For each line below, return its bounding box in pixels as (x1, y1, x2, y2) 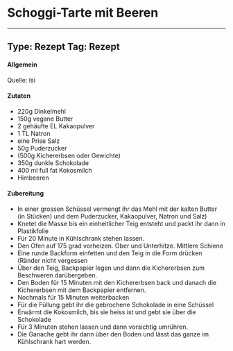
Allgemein (7, 60, 37, 69)
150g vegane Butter (17, 114, 74, 123)
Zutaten (7, 92, 31, 100)
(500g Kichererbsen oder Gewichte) (17, 151, 121, 160)
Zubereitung (7, 189, 44, 198)
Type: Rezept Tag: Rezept (7, 41, 120, 53)
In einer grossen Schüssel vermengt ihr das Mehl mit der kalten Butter (17, 205, 217, 213)
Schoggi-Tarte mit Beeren (7, 5, 159, 21)
